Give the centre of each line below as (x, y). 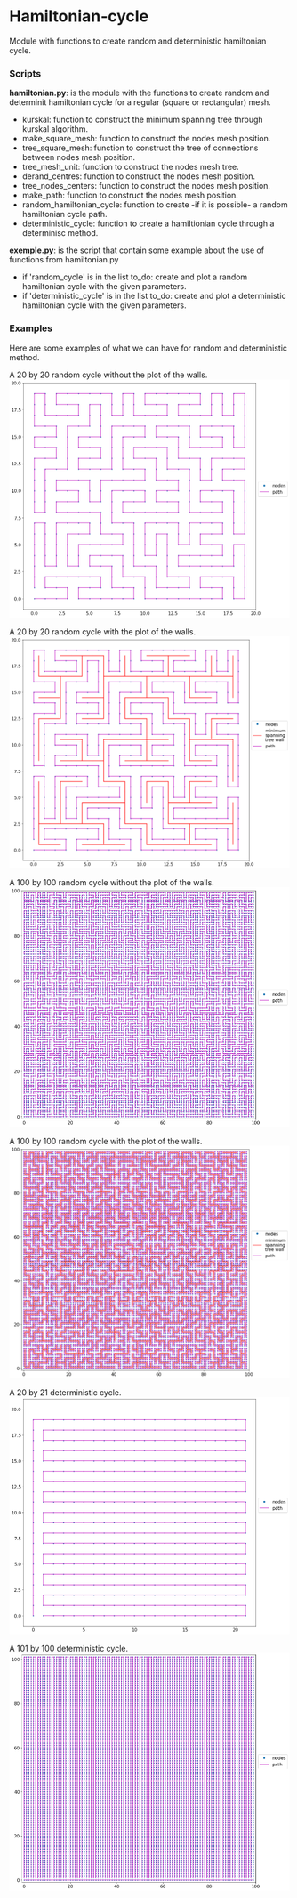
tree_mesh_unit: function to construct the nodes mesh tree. (131, 167)
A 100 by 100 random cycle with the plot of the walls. (106, 1141)
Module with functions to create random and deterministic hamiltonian (138, 41)
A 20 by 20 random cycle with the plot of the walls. (103, 632)
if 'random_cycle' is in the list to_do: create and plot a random (135, 277)
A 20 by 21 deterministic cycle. (65, 1393)
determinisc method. (60, 233)
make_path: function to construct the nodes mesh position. (130, 195)
